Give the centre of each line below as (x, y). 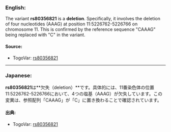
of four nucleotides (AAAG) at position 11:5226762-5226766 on (72, 24)
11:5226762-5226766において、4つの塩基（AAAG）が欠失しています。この (84, 93)
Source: (14, 46)
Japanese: (19, 76)
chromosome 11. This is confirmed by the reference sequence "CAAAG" (81, 29)
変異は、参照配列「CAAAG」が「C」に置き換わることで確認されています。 (83, 100)
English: (16, 8)
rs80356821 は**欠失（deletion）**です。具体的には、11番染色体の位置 (80, 87)
